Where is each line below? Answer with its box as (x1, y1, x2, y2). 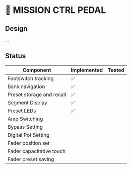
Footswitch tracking (7, 75, 54, 82)
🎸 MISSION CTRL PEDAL (5, 4, 106, 16)
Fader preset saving (7, 156, 54, 163)
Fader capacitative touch (7, 148, 66, 155)
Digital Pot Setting (7, 131, 50, 138)
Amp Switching (7, 115, 43, 122)
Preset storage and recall (7, 91, 66, 98)
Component (22, 67, 51, 74)
